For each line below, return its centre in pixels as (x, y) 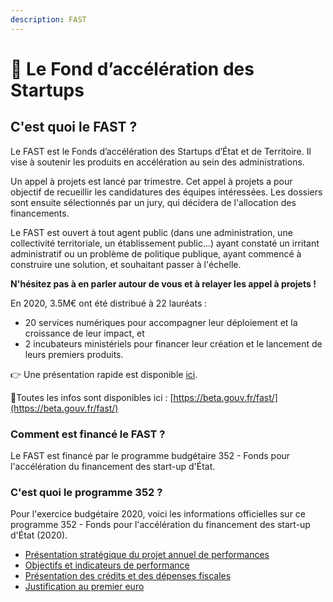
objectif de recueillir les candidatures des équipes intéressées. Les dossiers (166, 192)
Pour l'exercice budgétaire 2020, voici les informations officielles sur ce (158, 514)
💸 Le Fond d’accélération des (132, 68)
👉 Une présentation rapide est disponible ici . (104, 374)
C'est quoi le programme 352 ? (86, 492)
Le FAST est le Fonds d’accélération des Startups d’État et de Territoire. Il (161, 151)
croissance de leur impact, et (84, 333)
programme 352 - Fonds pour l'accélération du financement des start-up (160, 525)
